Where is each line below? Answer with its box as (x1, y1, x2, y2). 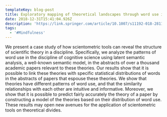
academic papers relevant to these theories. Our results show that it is (5, 65, 149, 71)
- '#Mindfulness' (9, 30, 46, 35)
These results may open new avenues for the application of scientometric (5, 102, 156, 108)
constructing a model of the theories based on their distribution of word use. (5, 97, 162, 102)
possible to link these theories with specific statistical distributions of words (5, 70, 161, 76)
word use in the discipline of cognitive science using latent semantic (5, 55, 145, 60)
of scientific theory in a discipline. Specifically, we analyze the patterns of (5, 49, 157, 55)
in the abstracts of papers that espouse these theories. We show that (5, 75, 147, 81)
